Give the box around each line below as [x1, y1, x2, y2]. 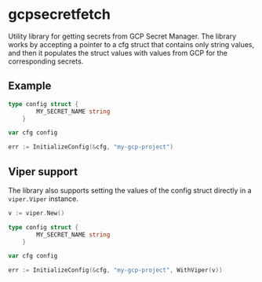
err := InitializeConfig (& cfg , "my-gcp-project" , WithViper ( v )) [8, 266, 223, 274]
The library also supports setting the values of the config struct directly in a [8, 185, 253, 195]
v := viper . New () [8, 209, 65, 217]
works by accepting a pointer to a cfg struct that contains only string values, [8, 39, 255, 49]
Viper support [8, 165, 78, 178]
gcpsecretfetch [8, 5, 111, 24]
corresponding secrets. [8, 57, 84, 66]
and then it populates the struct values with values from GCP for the [8, 48, 227, 57]
